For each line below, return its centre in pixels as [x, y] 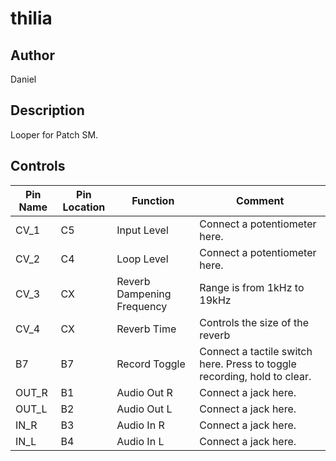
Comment [260, 200]
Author [32, 55]
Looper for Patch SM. [54, 134]
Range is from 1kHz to [252, 287]
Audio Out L [144, 409]
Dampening [144, 294]
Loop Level [142, 259]
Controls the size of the [254, 322]
